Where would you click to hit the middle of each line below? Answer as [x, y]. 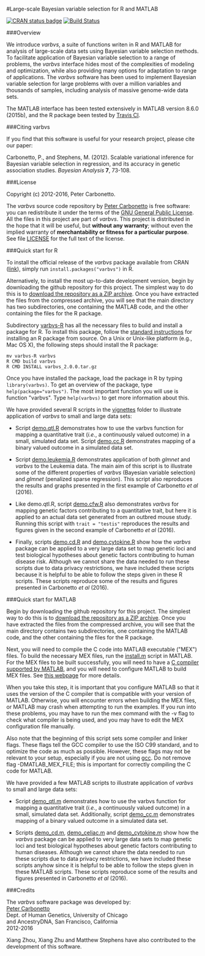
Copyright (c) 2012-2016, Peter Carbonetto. [61, 194]
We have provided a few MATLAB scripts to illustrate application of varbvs [100, 783]
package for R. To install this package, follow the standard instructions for [99, 332]
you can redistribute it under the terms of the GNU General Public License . [100, 212]
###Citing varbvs [28, 127]
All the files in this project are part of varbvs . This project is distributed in [98, 219]
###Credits [20, 890]
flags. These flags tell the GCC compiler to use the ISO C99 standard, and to [102, 745]
